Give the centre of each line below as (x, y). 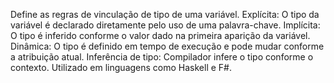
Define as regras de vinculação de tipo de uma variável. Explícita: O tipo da (165, 14)
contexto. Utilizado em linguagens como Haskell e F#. (121, 67)
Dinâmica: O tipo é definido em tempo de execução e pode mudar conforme (167, 46)
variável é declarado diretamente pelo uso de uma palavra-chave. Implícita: (165, 25)
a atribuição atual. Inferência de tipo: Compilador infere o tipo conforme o (162, 57)
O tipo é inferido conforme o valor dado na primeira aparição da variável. (160, 35)
